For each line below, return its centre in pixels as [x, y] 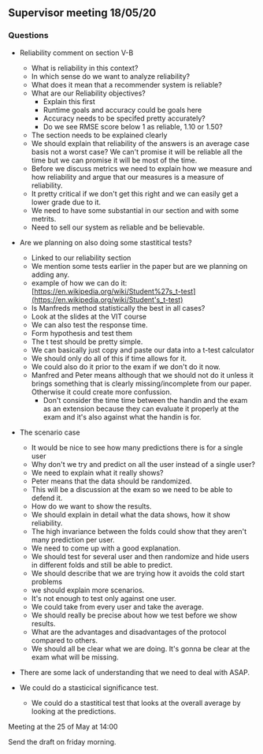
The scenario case [50, 432]
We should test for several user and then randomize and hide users [140, 556]
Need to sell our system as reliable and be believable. [118, 227]
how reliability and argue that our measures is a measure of [128, 177]
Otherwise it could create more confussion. [102, 392]
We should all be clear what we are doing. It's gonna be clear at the [141, 648]
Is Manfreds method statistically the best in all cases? [118, 308]
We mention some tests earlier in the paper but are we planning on [139, 266]
